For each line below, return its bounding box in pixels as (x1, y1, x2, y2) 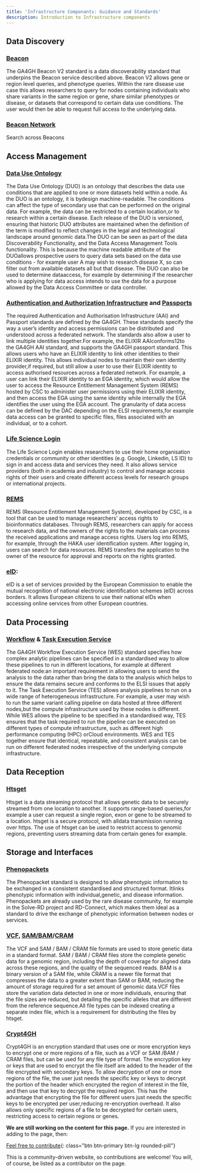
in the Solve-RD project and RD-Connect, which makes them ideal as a (6, 904, 180, 911)
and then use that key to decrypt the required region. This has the (6, 1087, 168, 1094)
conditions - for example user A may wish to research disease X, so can (6, 258, 183, 266)
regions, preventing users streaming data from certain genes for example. (6, 830, 187, 837)
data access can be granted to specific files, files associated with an (6, 413, 174, 420)
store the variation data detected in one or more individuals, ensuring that (6, 989, 186, 996)
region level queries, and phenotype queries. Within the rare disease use (6, 80, 185, 88)
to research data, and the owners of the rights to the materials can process (6, 528, 190, 535)
